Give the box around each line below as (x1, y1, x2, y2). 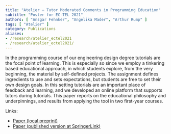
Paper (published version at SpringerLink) (12, 123, 101, 129)
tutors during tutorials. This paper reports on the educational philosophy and (5, 92, 166, 98)
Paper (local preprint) (12, 118, 58, 124)
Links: (5, 108, 18, 114)
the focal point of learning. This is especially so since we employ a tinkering (5, 60, 165, 66)
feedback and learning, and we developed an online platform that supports (5, 87, 162, 93)
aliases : (5, 31, 24, 36)
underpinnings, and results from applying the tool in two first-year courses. (5, 98, 163, 104)
